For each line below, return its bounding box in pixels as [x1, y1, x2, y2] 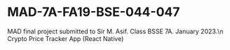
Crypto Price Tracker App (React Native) [7, 34, 124, 42]
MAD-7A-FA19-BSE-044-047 [7, 4, 180, 20]
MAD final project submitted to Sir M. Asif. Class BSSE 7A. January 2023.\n [7, 27, 224, 35]
